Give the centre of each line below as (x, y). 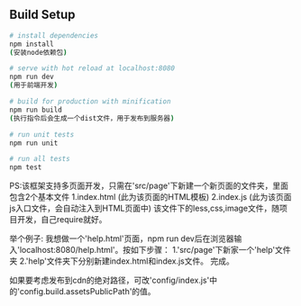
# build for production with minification (90, 102)
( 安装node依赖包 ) (38, 52)
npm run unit (34, 143)
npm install (32, 44)
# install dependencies (54, 35)
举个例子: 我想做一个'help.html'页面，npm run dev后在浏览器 (122, 238)
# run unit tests (42, 134)
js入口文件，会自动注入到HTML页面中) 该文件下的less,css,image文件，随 (145, 208)
